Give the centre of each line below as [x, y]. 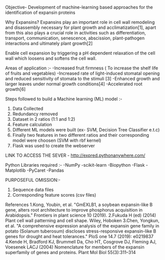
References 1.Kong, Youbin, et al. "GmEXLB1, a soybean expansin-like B [79, 205]
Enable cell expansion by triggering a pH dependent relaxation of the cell [80, 53]
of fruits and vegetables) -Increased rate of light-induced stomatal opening [82, 73]
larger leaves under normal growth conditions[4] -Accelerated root [74, 84]
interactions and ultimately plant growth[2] [49, 43]
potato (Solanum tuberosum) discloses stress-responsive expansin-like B [81, 231]
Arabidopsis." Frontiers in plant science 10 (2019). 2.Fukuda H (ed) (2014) [81, 215]
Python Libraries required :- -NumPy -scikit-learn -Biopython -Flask [75, 165]
